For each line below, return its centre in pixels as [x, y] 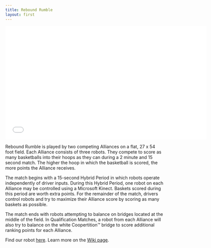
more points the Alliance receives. [41, 168]
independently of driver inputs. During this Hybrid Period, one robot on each [84, 183]
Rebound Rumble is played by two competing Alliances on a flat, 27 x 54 [80, 146]
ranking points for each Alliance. [39, 230]
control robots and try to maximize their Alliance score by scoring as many [82, 199]
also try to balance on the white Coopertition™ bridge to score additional [80, 225]
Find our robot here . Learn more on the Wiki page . [57, 240]
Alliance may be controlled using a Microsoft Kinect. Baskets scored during [83, 188]
